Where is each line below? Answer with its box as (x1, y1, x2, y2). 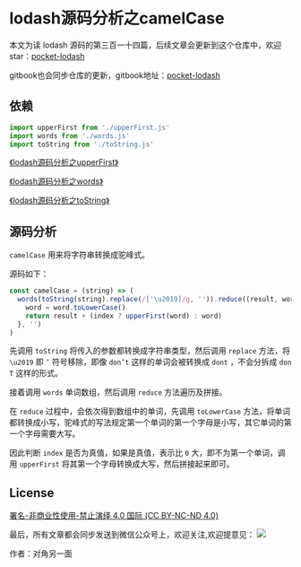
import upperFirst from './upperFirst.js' (9, 123, 170, 132)
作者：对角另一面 (9, 548, 73, 559)
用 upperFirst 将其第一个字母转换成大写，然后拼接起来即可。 (9, 458, 235, 469)
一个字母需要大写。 (9, 428, 81, 440)
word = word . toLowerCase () (25, 302, 126, 312)
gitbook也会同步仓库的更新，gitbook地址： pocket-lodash (9, 69, 221, 81)
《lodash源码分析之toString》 (9, 195, 110, 206)
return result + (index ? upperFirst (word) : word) (25, 311, 222, 320)
